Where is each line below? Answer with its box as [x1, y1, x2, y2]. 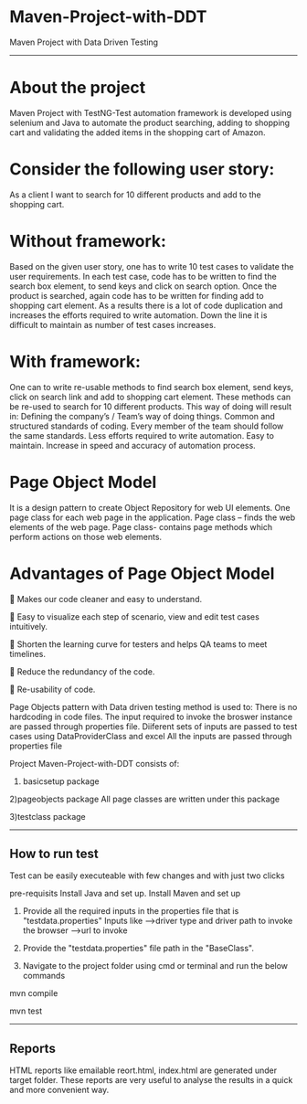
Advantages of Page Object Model [9, 563, 275, 584]
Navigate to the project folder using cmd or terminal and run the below [22, 961, 289, 971]
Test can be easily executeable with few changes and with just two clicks [9, 870, 285, 881]
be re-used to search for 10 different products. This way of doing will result [9, 400, 292, 412]
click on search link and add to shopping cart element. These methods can [9, 391, 291, 402]
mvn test [9, 1005, 43, 1016]
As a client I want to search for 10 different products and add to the [9, 189, 262, 200]
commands [22, 971, 66, 982]
